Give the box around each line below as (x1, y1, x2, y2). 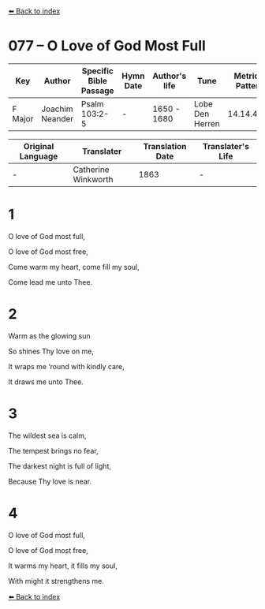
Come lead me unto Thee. (8, 277, 93, 286)
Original (23, 140, 54, 151)
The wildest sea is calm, (8, 431, 87, 440)
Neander (40, 113, 74, 124)
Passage (81, 85, 114, 96)
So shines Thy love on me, (8, 346, 95, 356)
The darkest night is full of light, (8, 461, 112, 471)
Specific (81, 65, 114, 77)
